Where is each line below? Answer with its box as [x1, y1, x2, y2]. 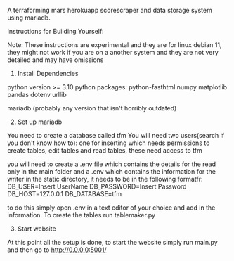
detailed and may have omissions [7, 56, 104, 64]
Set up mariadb [17, 117, 63, 126]
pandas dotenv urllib [7, 91, 67, 98]
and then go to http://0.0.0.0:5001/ [7, 246, 107, 254]
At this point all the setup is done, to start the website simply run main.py [7, 238, 218, 246]
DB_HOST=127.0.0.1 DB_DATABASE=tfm [7, 190, 122, 198]
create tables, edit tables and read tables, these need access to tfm [7, 146, 202, 154]
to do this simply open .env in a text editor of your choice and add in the [7, 203, 216, 212]
